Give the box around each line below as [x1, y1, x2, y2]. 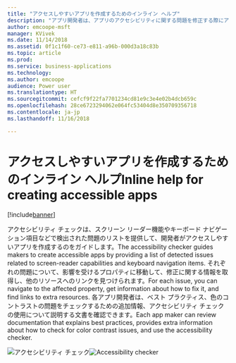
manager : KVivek [7, 30, 55, 37]
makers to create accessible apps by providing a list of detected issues [7, 250, 213, 259]
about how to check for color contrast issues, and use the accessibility [7, 326, 213, 334]
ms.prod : [7, 56, 33, 63]
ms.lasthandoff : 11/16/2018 [7, 115, 90, 122]
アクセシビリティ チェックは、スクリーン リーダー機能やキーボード [7, 225, 201, 233]
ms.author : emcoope [7, 75, 65, 83]
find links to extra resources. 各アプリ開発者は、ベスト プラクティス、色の [7, 293, 223, 301]
